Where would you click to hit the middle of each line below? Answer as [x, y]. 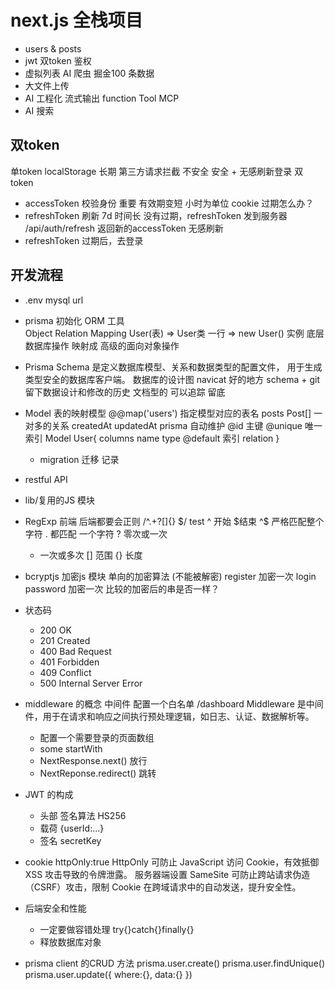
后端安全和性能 [55, 908]
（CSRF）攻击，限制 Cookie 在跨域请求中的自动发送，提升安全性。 [163, 887]
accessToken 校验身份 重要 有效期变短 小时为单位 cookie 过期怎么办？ [169, 203]
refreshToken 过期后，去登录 [84, 240]
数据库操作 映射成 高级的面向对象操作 [102, 345]
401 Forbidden [69, 662]
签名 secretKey [70, 840]
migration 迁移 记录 [79, 459]
